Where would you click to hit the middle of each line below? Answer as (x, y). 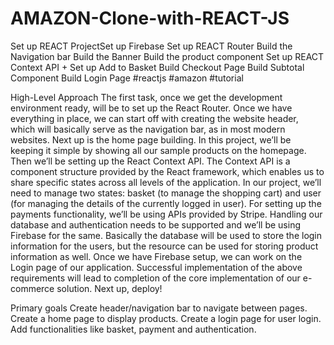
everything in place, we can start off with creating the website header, (154, 118)
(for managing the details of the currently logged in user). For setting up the (166, 203)
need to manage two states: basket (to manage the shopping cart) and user (166, 193)
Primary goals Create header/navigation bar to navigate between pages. (159, 308)
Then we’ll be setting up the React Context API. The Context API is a (150, 161)
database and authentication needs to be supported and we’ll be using (155, 224)
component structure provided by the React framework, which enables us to (167, 171)
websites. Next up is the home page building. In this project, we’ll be (151, 139)
